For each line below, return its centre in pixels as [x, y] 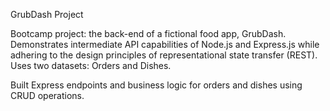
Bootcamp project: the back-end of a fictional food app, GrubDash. [148, 33]
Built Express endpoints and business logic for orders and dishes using [156, 85]
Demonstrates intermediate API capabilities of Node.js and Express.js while [165, 44]
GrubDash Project [47, 14]
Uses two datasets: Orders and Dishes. [91, 65]
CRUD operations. [47, 95]
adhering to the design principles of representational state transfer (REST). [164, 55]
